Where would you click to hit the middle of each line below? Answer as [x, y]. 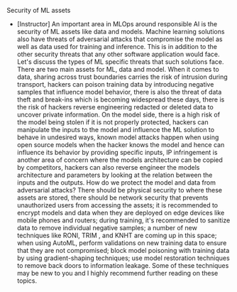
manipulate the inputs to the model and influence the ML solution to [115, 130]
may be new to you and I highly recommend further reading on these [117, 273]
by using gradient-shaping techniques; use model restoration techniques [123, 258]
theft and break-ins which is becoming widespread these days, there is [121, 99]
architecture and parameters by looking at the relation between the [115, 175]
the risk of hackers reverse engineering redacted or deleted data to [115, 107]
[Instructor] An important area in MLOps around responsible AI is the [117, 24]
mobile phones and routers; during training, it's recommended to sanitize [123, 220]
